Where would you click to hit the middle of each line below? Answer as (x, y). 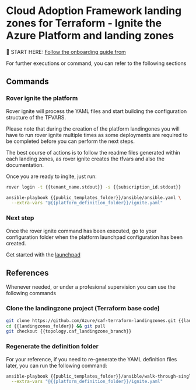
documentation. (25, 165)
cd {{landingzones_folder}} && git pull (56, 326)
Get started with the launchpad (43, 254)
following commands (31, 293)
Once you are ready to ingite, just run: (52, 176)
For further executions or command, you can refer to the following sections (96, 63)
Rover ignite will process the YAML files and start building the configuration (97, 111)
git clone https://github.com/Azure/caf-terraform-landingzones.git (91, 320)
